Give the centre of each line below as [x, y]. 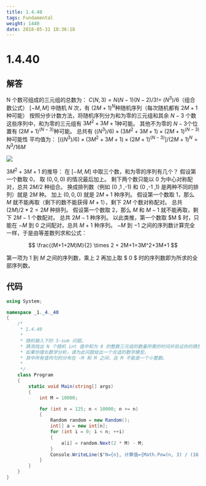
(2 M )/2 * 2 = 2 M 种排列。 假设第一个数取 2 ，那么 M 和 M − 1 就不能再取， [100, 210]
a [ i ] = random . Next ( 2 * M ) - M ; [102, 443]
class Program [35, 375]
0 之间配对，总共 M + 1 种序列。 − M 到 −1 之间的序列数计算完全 [115, 225]
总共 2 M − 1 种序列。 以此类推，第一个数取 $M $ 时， [127, 217]
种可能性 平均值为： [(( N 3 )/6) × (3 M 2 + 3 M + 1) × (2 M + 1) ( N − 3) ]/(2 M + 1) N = [102, 139]
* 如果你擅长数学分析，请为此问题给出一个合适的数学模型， [84, 352]
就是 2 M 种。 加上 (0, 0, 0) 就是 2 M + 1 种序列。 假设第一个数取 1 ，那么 [106, 195]
